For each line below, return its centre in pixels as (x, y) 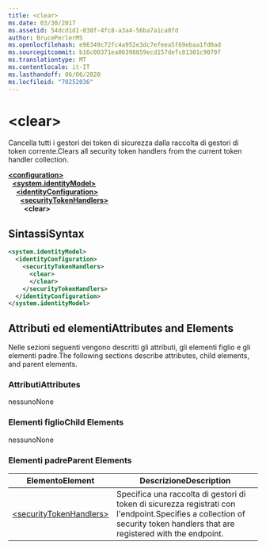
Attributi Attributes (44, 384)
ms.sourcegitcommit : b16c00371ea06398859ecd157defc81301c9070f (115, 52)
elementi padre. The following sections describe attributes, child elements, (129, 356)
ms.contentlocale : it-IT (49, 67)
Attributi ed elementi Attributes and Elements (121, 328)
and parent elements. (43, 364)
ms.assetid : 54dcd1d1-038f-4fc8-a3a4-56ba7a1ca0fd (93, 30)
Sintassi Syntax (46, 233)
